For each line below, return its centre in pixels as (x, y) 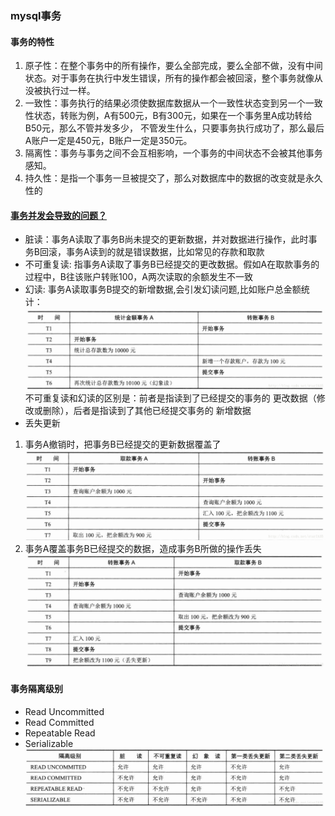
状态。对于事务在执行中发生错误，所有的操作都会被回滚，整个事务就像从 (173, 78)
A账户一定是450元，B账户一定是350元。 (108, 141)
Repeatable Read (60, 733)
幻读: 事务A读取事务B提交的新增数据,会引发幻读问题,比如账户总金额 (163, 289)
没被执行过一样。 (60, 91)
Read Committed (59, 722)
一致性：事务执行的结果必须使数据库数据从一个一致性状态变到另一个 (165, 103)
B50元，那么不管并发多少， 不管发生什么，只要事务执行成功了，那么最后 (174, 128)
